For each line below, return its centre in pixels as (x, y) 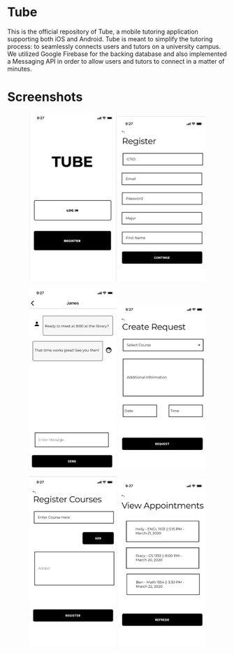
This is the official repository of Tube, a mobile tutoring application (103, 31)
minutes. (20, 69)
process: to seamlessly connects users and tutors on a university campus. (114, 46)
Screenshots (45, 97)
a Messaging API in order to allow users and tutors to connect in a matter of (116, 61)
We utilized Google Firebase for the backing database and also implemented (117, 54)
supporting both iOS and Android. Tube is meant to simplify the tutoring (110, 38)
